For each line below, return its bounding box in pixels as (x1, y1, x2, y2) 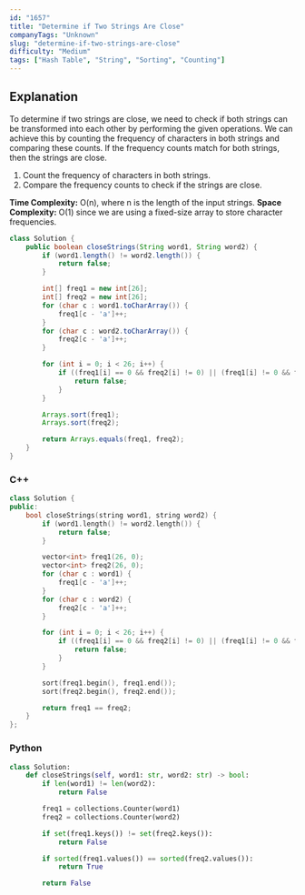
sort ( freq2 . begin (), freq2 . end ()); (42, 687, 177, 696)
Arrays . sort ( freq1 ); (42, 410, 120, 419)
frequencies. (9, 216, 57, 227)
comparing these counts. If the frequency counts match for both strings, (9, 142, 280, 153)
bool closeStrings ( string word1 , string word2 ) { (25, 510, 218, 519)
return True (57, 862, 103, 871)
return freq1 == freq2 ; (42, 703, 132, 712)
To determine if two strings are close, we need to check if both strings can (9, 113, 288, 124)
